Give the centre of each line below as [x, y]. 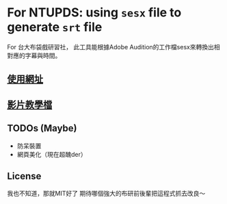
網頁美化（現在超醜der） [52, 154]
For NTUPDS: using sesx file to [94, 13]
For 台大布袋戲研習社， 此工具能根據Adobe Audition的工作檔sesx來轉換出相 [113, 47]
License [24, 176]
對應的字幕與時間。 [34, 55]
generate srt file [55, 27]
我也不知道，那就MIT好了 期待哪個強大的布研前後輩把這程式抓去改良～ [106, 194]
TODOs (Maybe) [42, 128]
